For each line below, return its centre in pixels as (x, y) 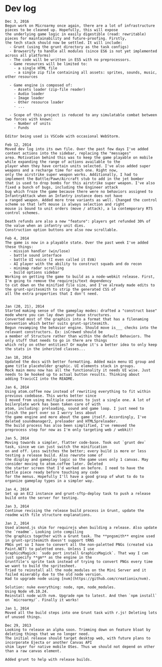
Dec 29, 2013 (18, 625)
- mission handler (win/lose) (40, 251)
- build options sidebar (34, 272)
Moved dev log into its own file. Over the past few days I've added (77, 149)
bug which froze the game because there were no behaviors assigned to (79, 192)
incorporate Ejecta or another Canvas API (49, 642)
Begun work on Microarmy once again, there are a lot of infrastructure (80, 26)
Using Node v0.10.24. (27, 591)
